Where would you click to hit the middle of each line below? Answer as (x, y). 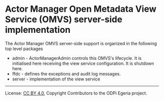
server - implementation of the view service (56, 79)
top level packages (24, 49)
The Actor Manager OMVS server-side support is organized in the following (81, 43)
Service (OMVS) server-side (64, 19)
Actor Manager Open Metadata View (81, 9)
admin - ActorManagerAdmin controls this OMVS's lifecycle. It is (77, 58)
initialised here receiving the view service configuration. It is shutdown (83, 63)
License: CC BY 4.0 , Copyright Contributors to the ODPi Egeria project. (76, 93)
